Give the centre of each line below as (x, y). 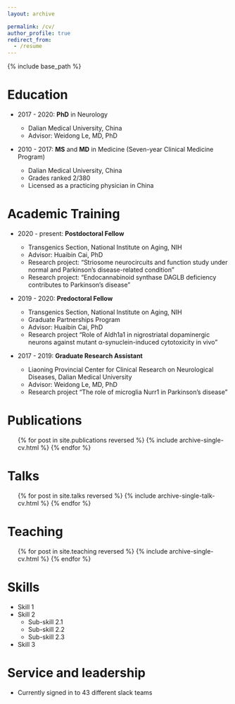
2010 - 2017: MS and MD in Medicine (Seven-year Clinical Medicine (115, 150)
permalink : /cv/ (31, 26)
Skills (24, 587)
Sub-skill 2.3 (46, 637)
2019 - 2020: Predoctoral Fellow (65, 298)
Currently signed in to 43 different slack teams (85, 692)
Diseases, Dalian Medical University (80, 377)
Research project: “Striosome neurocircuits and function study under (128, 262)
